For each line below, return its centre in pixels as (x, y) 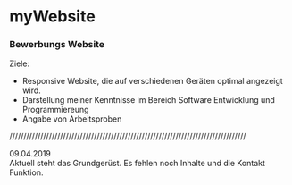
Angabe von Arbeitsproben (72, 119)
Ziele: (19, 63)
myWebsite (52, 17)
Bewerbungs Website (57, 45)
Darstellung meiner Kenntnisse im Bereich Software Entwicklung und (148, 100)
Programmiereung (55, 110)
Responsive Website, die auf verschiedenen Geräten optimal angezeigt (152, 81)
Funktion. (26, 172)
